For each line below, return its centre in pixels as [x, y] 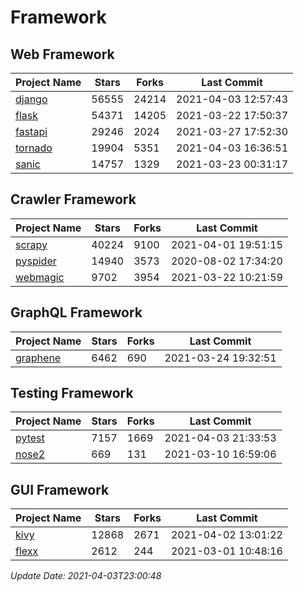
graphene [38, 358]
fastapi [31, 131]
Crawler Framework [73, 199]
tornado [34, 148]
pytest [30, 438]
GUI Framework [60, 489]
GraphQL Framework [76, 312]
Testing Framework [72, 393]
